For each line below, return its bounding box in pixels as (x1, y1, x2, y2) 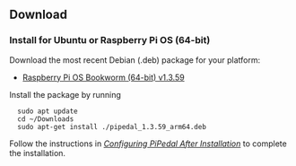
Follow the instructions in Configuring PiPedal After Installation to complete (9, 138, 287, 149)
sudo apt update (17, 107, 78, 116)
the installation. (9, 147, 65, 158)
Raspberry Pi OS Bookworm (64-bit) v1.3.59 (22, 72, 186, 83)
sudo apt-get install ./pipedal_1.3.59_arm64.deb (17, 122, 206, 131)
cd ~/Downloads (17, 114, 74, 124)
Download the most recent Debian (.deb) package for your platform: (9, 54, 261, 66)
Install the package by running (9, 89, 121, 100)
